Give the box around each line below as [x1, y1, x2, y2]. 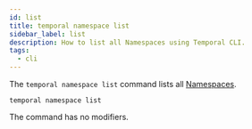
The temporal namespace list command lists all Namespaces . [9, 79, 237, 89]
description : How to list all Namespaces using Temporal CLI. [9, 37, 246, 47]
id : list [9, 12, 42, 22]
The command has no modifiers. [9, 112, 130, 122]
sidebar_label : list [9, 29, 87, 38]
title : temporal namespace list [9, 21, 130, 30]
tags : [9, 46, 29, 55]
